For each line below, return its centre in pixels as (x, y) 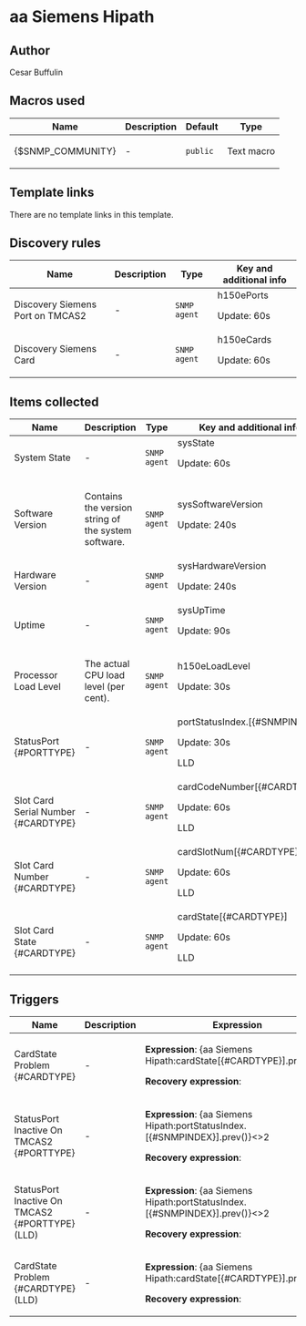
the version (108, 508)
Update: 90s (204, 631)
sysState (196, 443)
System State (42, 457)
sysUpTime (201, 611)
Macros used (47, 101)
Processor (36, 675)
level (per (105, 687)
